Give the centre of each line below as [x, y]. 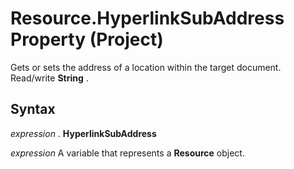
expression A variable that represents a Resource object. [127, 153]
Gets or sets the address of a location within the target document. [146, 67]
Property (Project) [87, 39]
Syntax [33, 109]
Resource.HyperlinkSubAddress [147, 18]
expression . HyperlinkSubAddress [83, 133]
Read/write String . [49, 78]
